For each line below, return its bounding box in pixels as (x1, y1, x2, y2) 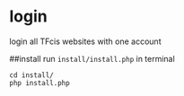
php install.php (9, 78, 70, 87)
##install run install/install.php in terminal (9, 53, 175, 64)
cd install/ (9, 70, 54, 80)
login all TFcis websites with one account (9, 36, 162, 47)
